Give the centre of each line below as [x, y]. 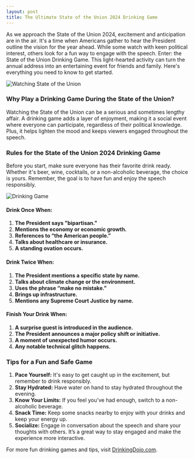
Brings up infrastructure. [46, 294]
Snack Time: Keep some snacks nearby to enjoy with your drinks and [100, 413]
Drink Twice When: [30, 262]
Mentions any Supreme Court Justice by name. [74, 301]
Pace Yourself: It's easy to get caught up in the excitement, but [92, 375]
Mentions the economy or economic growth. [71, 229]
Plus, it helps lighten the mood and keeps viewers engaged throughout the [97, 131]
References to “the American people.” [63, 236]
